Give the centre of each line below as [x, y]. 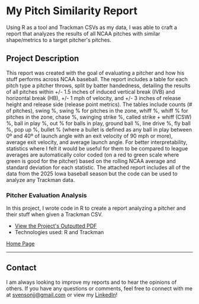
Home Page [20, 244]
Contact [21, 268]
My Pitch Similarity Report [72, 11]
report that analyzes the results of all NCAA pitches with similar [83, 33]
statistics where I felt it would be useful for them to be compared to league [97, 148]
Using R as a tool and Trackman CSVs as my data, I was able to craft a [92, 27]
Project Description [43, 58]
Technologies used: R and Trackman [59, 232]
